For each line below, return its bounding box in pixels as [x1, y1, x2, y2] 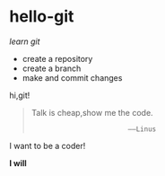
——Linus [127, 124, 157, 134]
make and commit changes [22, 72, 123, 83]
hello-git [9, 6, 74, 27]
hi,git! [9, 90, 30, 101]
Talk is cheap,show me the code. [30, 107, 154, 118]
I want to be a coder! [9, 140, 86, 151]
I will [9, 157, 27, 168]
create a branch [22, 63, 82, 74]
